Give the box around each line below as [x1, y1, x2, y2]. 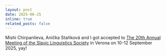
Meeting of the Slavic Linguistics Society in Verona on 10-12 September [5, 40, 152, 46]
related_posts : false [5, 21, 50, 26]
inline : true [5, 16, 32, 21]
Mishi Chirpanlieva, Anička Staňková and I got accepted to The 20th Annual [5, 35, 161, 41]
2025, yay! [5, 45, 27, 51]
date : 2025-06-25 [5, 12, 41, 17]
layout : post [5, 7, 32, 12]
